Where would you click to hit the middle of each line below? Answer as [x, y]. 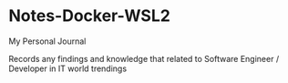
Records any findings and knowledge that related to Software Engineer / [144, 58]
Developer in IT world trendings [68, 68]
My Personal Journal [47, 41]
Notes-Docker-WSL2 [89, 16]
